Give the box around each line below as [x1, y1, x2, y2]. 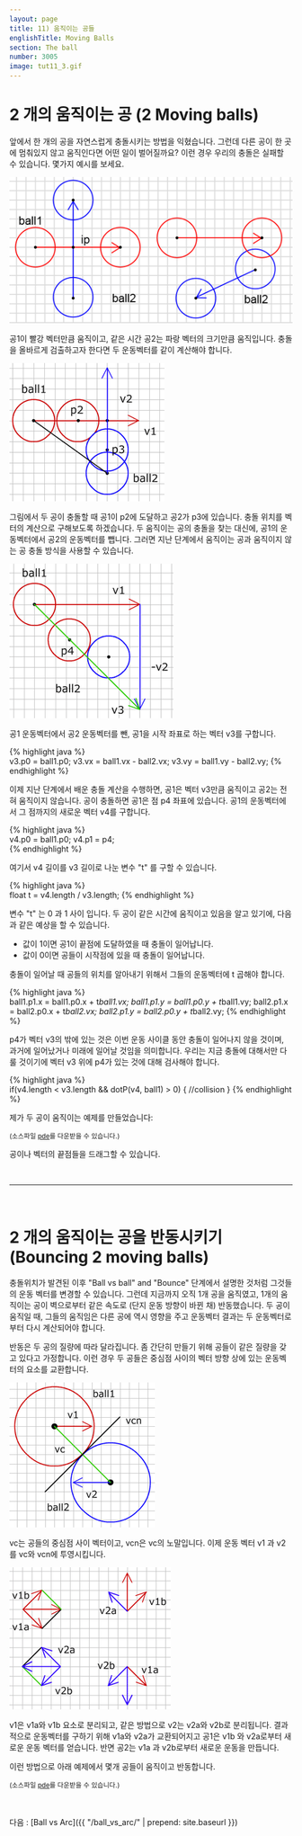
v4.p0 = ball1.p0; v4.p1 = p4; [9, 834, 115, 845]
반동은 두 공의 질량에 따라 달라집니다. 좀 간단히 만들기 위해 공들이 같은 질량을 [9, 1341, 278, 1352]
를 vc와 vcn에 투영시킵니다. [9, 1549, 106, 1560]
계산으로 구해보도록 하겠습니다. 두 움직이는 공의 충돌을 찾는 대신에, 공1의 [25, 522, 279, 534]
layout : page [9, 14, 58, 23]
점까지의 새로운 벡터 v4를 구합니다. [28, 807, 151, 817]
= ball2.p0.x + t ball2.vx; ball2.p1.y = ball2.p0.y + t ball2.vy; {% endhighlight [9, 1006, 286, 1017]
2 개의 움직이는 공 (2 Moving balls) [9, 104, 259, 125]
